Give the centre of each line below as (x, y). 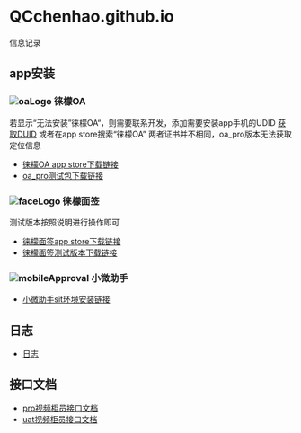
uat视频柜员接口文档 (60, 419)
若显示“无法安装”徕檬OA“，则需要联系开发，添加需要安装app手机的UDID (142, 122)
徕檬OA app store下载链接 (70, 164)
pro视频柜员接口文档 (60, 408)
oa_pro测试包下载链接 (63, 175)
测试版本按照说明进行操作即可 (64, 222)
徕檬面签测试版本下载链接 (70, 252)
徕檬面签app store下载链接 (71, 241)
